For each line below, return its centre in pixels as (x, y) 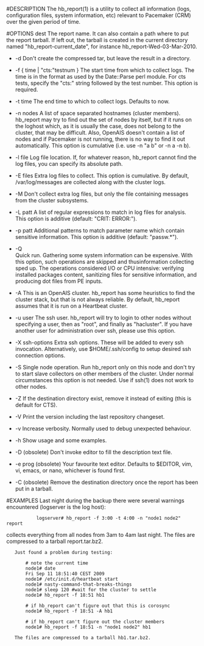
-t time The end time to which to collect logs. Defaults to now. (92, 101)
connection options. (40, 355)
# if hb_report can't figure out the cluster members (95, 622)
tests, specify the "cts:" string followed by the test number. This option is (107, 83)
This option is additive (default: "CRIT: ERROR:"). (76, 218)
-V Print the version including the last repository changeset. (90, 417)
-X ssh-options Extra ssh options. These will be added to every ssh (99, 343)
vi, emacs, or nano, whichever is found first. (70, 470)
